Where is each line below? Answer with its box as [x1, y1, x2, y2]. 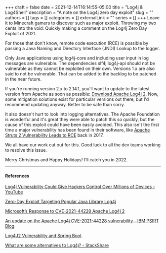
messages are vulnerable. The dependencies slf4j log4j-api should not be [5, 61, 156, 66]
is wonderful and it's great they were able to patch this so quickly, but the [5, 117, 155, 122]
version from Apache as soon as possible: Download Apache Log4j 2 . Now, [5, 91, 159, 97]
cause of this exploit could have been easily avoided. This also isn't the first [5, 122, 159, 127]
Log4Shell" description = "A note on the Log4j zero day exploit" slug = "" [5, 9, 154, 15]
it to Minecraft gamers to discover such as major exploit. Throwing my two [5, 20, 157, 26]
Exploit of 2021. [5, 31, 37, 36]
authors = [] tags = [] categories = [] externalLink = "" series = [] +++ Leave [5, 15, 160, 20]
